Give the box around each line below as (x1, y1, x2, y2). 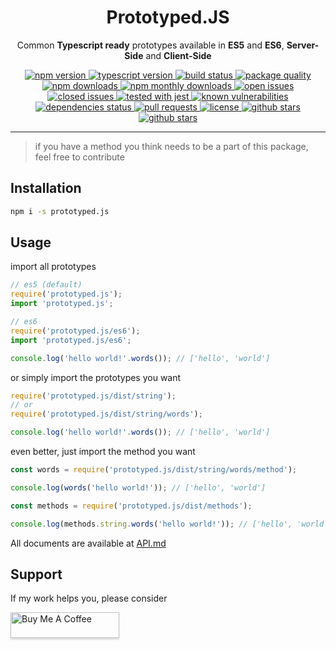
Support (10, 566, 63, 583)
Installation (10, 180, 82, 197)
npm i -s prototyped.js (10, 206, 110, 216)
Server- (286, 39, 320, 51)
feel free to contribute (34, 151, 125, 163)
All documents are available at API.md (10, 537, 167, 549)
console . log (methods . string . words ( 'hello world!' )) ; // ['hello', (10, 519, 293, 529)
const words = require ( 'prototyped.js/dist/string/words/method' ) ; (10, 465, 298, 475)
